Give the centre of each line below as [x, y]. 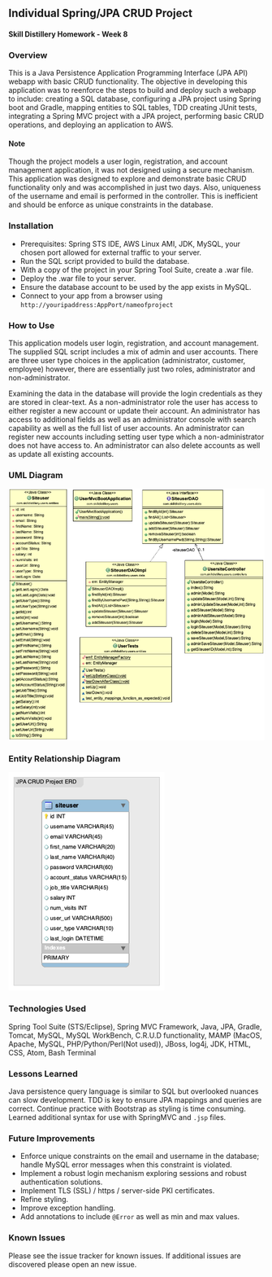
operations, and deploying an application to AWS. [91, 125]
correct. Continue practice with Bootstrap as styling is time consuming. [127, 1109]
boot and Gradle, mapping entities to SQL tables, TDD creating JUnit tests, [133, 108]
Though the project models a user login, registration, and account [118, 161]
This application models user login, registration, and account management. [134, 343]
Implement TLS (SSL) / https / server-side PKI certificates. [117, 1191]
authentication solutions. [61, 1182]
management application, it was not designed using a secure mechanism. [131, 170]
